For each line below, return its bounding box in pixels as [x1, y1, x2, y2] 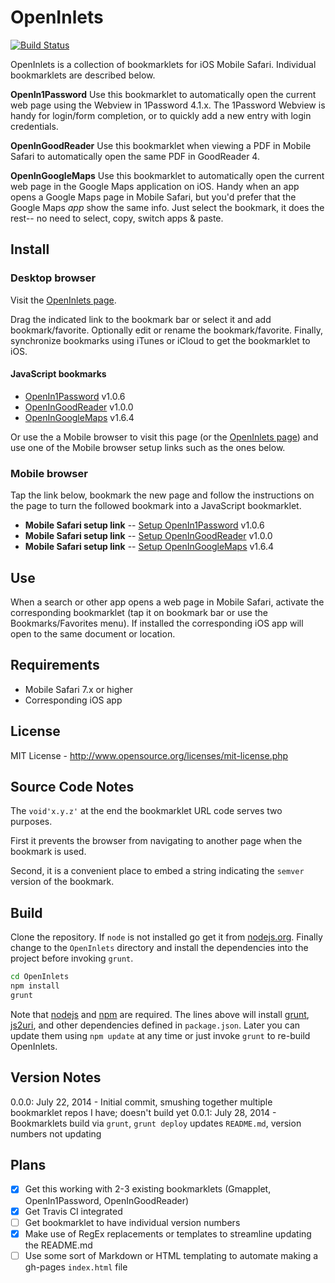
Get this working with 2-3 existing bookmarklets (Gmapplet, [24, 1183, 272, 1195]
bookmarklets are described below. [10, 69, 156, 81]
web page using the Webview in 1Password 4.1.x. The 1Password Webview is [10, 99, 326, 111]
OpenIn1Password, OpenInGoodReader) [24, 1194, 190, 1206]
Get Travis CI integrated [24, 1205, 123, 1217]
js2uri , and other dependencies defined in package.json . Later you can [10, 1019, 301, 1031]
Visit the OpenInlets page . [10, 294, 117, 306]
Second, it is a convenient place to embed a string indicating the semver [10, 865, 305, 877]
